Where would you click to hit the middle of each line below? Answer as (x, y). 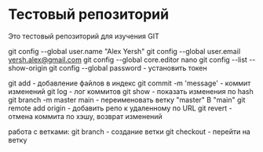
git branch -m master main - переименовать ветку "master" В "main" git (127, 100)
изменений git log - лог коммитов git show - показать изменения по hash (131, 91)
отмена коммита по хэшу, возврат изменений (85, 116)
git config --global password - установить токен (128, 67)
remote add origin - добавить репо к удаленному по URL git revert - (121, 108)
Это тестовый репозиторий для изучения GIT (84, 36)
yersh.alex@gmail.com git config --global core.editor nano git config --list (128, 60)
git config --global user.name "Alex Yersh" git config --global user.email (124, 51)
